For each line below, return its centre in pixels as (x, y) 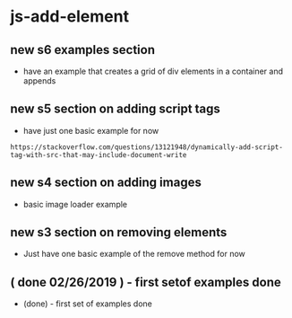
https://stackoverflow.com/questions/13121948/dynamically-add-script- (146, 147)
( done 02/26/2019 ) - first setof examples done (146, 282)
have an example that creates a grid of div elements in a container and (153, 71)
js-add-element (69, 17)
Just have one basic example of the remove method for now (134, 254)
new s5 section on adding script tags (115, 109)
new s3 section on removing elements (119, 232)
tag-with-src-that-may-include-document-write (99, 155)
